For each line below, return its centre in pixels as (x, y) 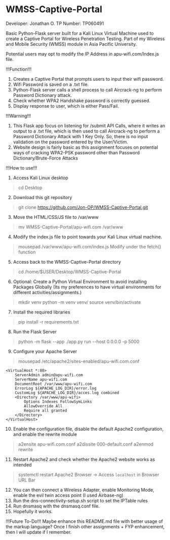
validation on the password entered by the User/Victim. (71, 142)
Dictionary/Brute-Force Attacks (45, 158)
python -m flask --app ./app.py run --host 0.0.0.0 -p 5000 (79, 341)
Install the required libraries (41, 312)
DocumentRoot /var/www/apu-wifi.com (54, 384)
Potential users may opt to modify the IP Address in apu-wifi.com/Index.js (82, 54)
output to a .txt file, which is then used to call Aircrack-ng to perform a (86, 131)
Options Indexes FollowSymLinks (58, 402)
